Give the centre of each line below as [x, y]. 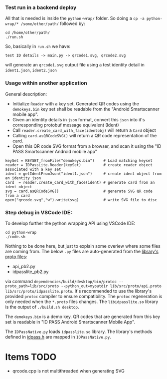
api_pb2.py [24, 266]
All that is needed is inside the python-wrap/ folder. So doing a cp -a [75, 18]
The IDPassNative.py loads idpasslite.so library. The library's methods [79, 332]
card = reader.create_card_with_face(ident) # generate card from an [80, 182]
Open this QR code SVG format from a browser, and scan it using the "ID [87, 146]
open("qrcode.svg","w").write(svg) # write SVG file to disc [81, 200]
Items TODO [31, 357]
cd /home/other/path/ [28, 33]
